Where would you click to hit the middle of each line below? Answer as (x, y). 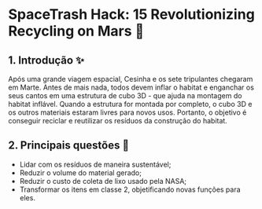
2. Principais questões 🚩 (69, 146)
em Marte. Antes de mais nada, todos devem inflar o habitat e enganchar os (131, 87)
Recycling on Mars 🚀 (76, 31)
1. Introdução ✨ (46, 60)
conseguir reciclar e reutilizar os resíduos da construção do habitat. (118, 121)
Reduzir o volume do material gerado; (80, 172)
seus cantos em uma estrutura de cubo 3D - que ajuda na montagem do (125, 95)
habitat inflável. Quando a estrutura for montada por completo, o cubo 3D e (130, 104)
